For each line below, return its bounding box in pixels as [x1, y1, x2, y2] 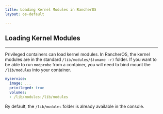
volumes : [9, 90, 27, 95]
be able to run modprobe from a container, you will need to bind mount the [5, 62, 151, 68]
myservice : [5, 76, 27, 81]
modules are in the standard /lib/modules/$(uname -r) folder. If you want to [5, 57, 157, 62]
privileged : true [9, 86, 45, 91]
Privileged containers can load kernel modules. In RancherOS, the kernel [5, 52, 150, 57]
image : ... [9, 81, 32, 86]
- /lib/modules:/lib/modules [9, 95, 68, 99]
